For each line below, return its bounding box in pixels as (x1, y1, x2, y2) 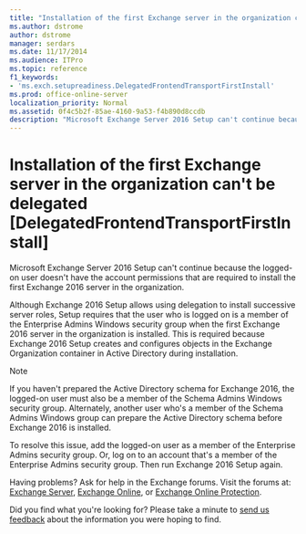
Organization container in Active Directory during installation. (9, 348, 239, 359)
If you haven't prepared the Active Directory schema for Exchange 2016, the (9, 383, 295, 394)
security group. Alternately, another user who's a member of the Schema (9, 403, 284, 414)
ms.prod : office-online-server (9, 89, 128, 99)
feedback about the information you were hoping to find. (9, 514, 221, 525)
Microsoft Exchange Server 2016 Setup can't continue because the (9, 262, 261, 274)
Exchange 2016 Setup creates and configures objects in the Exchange (9, 339, 273, 350)
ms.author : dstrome (9, 22, 84, 31)
